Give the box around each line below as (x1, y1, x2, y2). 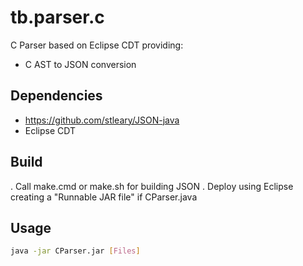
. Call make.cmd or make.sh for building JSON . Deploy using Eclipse (10, 180, 294, 192)
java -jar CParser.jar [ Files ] (10, 246, 141, 256)
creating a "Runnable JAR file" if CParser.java (10, 191, 198, 203)
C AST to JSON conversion (24, 58, 137, 70)
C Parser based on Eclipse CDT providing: (10, 39, 184, 51)
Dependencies (10, 87, 103, 105)
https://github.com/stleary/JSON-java (24, 114, 180, 126)
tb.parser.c (10, 6, 105, 29)
